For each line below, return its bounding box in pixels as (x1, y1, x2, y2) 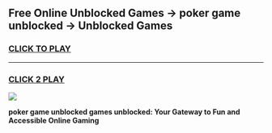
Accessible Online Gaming (8, 115, 100, 125)
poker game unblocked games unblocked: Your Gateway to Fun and (8, 106, 240, 116)
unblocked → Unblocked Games (8, 19, 173, 33)
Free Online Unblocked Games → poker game (8, 6, 241, 20)
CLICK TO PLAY (8, 44, 71, 55)
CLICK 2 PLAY (8, 73, 65, 85)
